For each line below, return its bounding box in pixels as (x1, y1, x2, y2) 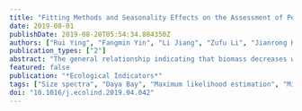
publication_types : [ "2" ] (9, 47, 106, 55)
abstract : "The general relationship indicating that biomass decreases (9, 55, 288, 64)
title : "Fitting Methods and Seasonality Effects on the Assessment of (9, 13, 283, 22)
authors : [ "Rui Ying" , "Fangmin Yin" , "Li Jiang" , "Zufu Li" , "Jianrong (9, 38, 288, 47)
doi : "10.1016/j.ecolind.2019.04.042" (9, 88, 155, 97)
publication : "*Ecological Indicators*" (9, 72, 164, 81)
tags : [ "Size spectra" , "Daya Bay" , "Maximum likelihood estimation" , (9, 80, 280, 89)
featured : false (9, 64, 70, 73)
